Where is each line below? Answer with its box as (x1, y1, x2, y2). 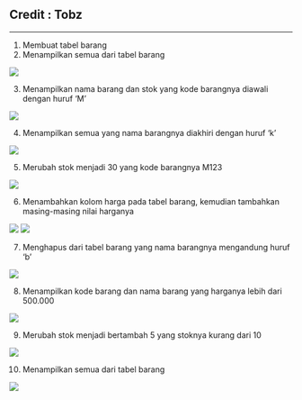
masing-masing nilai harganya (22, 205, 135, 216)
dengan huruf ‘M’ (22, 93, 87, 104)
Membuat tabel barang (22, 40, 108, 50)
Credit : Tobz (9, 7, 83, 23)
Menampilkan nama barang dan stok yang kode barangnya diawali (22, 83, 269, 94)
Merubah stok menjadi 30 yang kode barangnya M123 (22, 161, 223, 172)
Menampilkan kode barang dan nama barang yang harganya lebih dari (22, 286, 283, 296)
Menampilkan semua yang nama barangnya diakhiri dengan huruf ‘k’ (22, 127, 277, 138)
